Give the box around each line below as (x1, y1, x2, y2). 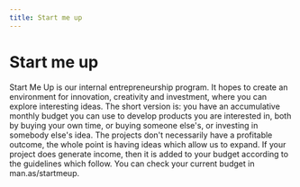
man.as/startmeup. (9, 167, 80, 178)
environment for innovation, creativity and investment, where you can (9, 91, 268, 102)
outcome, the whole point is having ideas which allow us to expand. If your (9, 138, 286, 149)
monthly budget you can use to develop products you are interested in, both (9, 110, 292, 121)
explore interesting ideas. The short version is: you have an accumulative (9, 101, 281, 111)
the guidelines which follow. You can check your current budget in (9, 158, 255, 169)
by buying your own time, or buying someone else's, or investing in (9, 120, 259, 130)
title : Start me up (9, 13, 83, 22)
